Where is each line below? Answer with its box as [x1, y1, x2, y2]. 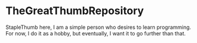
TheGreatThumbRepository [5, 4, 144, 18]
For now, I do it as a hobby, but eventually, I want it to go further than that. [5, 29, 186, 37]
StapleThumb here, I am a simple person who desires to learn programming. [5, 24, 191, 31]
